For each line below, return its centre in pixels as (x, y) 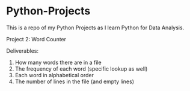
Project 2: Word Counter (36, 39)
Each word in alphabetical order (54, 75)
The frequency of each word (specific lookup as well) (81, 69)
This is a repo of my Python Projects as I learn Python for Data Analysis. (95, 28)
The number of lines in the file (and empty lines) (74, 81)
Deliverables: (23, 51)
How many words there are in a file (58, 62)
